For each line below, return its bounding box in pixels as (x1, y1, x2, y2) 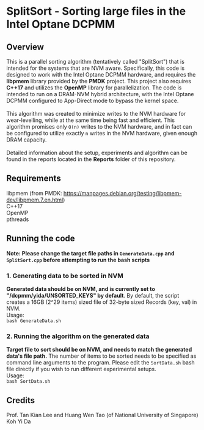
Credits (6, 395, 35, 405)
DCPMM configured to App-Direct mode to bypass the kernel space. (6, 97, 179, 104)
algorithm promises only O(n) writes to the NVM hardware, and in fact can (6, 123, 192, 130)
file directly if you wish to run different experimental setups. (6, 366, 157, 373)
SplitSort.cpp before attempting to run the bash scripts (6, 256, 150, 263)
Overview (6, 42, 45, 52)
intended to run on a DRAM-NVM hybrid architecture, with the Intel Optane (6, 91, 194, 97)
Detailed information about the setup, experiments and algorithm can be (6, 149, 188, 156)
